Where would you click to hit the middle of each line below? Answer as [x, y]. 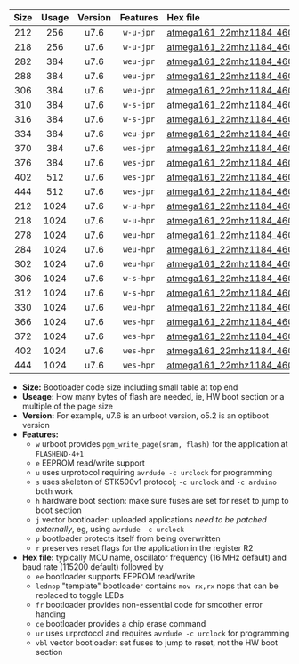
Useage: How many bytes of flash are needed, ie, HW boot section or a [153, 397]
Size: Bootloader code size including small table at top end [130, 387]
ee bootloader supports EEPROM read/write [115, 576]
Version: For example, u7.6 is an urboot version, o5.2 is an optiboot [145, 416]
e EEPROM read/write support [90, 463]
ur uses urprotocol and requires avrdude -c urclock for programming [162, 633]
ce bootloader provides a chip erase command [121, 624]
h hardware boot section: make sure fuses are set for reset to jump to [162, 501]
